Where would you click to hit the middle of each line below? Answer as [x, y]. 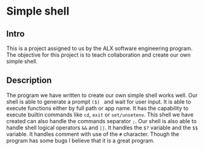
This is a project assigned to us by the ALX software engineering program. [100, 48]
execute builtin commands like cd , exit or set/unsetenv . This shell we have [100, 115]
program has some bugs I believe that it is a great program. [81, 140]
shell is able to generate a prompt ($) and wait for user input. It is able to [99, 101]
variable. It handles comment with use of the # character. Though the [93, 134]
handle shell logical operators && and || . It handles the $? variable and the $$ [102, 127]
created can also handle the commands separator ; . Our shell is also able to [101, 121]
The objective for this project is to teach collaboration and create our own [98, 55]
